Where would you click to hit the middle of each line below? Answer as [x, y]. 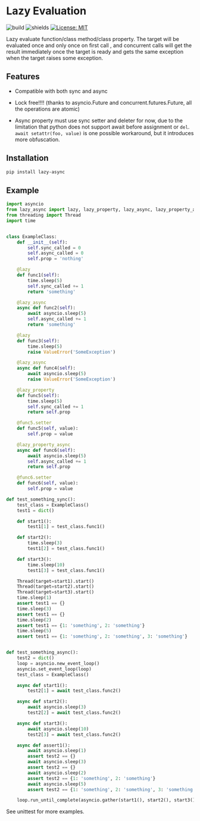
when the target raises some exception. [55, 58]
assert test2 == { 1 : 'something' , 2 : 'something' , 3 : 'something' [112, 789]
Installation [27, 158]
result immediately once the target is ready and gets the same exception [95, 51]
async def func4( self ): [46, 368]
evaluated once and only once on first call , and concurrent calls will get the [99, 45]
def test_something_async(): [42, 653]
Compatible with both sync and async [61, 91]
